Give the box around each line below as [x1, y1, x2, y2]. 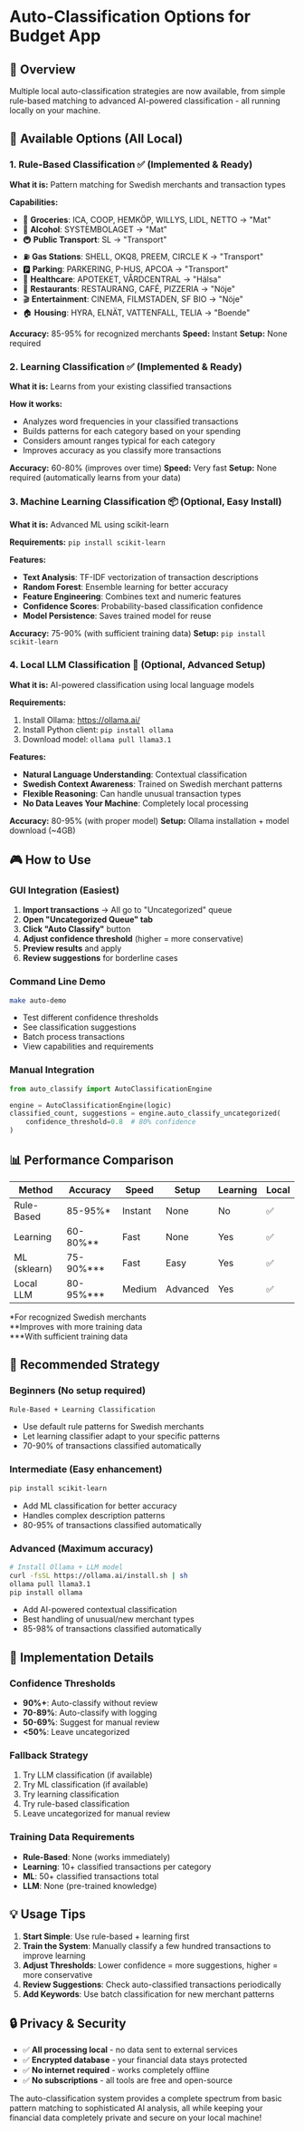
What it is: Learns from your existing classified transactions [9, 381, 233, 392]
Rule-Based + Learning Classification [9, 1405, 156, 1414]
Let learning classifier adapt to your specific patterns [22, 1430, 220, 1442]
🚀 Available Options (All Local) [9, 131, 184, 147]
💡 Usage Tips [9, 1906, 86, 1923]
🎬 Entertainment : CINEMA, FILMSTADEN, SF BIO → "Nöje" [22, 293, 244, 305]
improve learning [22, 1950, 86, 1961]
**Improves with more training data [9, 1321, 143, 1332]
